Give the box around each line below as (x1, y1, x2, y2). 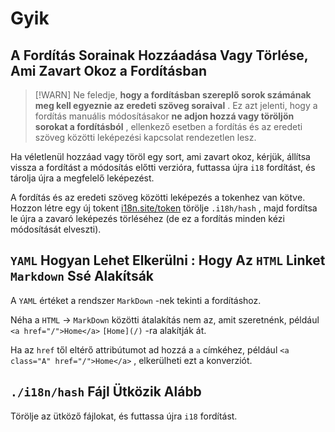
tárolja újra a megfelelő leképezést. (10, 172, 155, 184)
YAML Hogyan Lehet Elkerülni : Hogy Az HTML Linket (10, 252, 326, 269)
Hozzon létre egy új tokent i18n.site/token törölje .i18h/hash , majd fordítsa (10, 202, 318, 214)
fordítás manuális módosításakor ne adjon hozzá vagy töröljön (34, 110, 295, 122)
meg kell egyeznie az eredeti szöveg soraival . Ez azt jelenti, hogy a (34, 100, 318, 111)
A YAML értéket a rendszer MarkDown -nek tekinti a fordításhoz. (10, 294, 262, 306)
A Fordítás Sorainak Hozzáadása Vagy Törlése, (10, 47, 309, 64)
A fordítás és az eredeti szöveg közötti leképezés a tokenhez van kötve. (10, 192, 306, 203)
